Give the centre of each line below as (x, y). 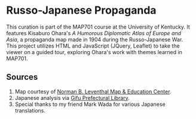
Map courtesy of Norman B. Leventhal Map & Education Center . (93, 91)
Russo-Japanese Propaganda (81, 10)
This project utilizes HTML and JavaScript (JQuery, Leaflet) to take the (93, 46)
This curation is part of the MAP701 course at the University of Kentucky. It (98, 27)
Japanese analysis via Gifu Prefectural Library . (72, 98)
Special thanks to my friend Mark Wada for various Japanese (90, 104)
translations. (30, 110)
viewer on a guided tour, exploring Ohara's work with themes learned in (94, 52)
